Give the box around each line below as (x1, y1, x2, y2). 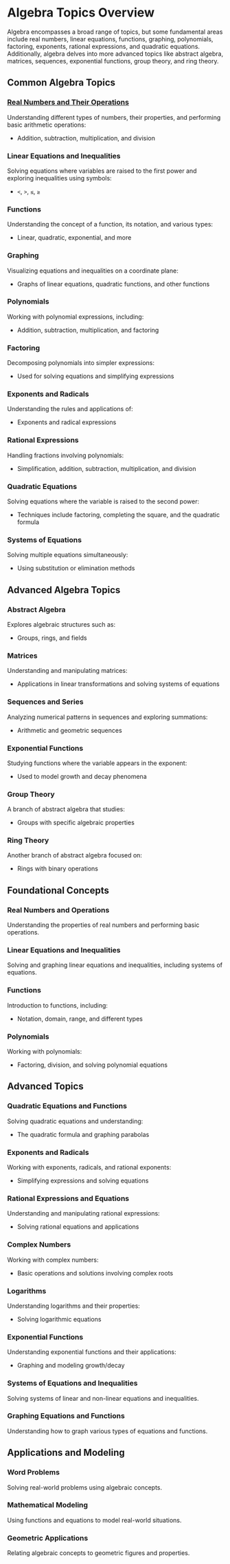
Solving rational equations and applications (16, 1222, 139, 1231)
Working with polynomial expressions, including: (7, 312, 144, 321)
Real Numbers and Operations (7, 905, 110, 915)
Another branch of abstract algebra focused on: (7, 851, 143, 859)
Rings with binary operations (16, 864, 98, 873)
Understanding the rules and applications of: (7, 405, 134, 413)
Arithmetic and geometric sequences (16, 726, 122, 734)
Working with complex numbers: (7, 1255, 99, 1264)
